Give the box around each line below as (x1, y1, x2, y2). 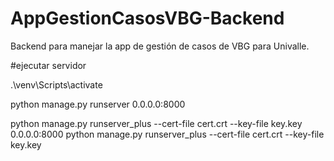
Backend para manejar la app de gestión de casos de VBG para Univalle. (10, 40, 310, 52)
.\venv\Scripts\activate (10, 78, 103, 91)
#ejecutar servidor (10, 59, 87, 71)
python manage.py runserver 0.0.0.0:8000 (10, 98, 186, 110)
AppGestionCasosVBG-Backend (10, 7, 285, 30)
